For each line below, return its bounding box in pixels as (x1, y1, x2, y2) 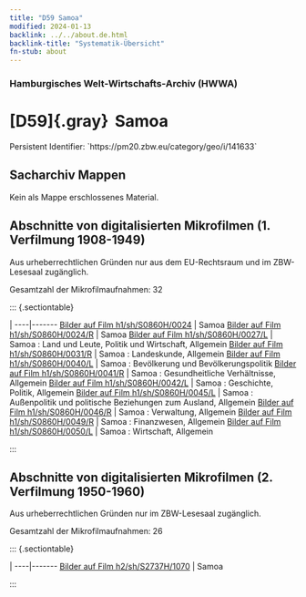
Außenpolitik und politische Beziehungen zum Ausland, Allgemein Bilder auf (9, 396, 294, 407)
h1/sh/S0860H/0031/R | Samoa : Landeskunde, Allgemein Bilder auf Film (9, 348, 280, 359)
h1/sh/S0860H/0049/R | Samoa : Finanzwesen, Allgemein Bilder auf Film (9, 416, 281, 427)
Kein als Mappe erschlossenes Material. (9, 191, 159, 202)
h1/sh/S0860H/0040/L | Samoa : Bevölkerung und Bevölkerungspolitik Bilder (9, 357, 297, 369)
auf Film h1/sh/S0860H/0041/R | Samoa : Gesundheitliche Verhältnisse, (9, 367, 276, 378)
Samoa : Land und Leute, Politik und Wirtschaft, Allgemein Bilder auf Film (9, 338, 284, 349)
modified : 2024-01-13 (9, 22, 92, 31)
